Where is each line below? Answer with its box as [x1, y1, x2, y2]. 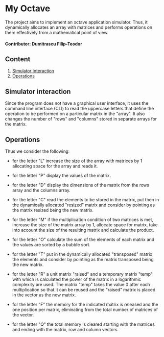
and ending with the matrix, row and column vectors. [12, 326, 119, 332]
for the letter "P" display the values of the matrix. [12, 172, 111, 178]
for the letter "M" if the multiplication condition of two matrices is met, [12, 217, 153, 222]
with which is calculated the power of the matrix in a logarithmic [12, 276, 141, 282]
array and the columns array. [12, 187, 70, 193]
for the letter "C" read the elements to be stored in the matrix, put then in [12, 196, 159, 202]
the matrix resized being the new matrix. [12, 207, 94, 213]
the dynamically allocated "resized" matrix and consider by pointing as [12, 202, 155, 208]
